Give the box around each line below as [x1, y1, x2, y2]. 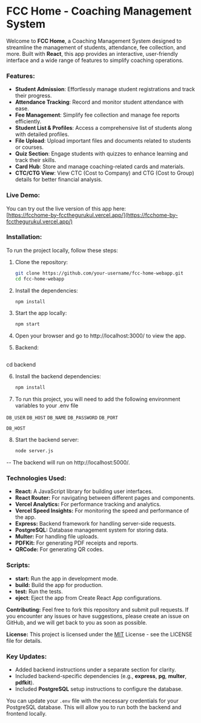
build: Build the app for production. [15, 581, 103, 588]
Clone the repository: [15, 258, 68, 265]
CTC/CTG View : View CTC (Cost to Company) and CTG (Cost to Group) [15, 169, 195, 177]
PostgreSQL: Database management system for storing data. [15, 526, 168, 534]
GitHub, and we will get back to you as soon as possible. [6, 619, 147, 626]
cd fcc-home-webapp [15, 276, 65, 282]
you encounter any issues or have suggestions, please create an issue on [6, 612, 189, 620]
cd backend [6, 361, 36, 368]
